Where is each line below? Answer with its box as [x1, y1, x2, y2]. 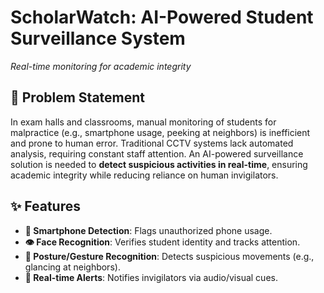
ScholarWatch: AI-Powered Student [10, 6, 314, 29]
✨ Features [10, 198, 81, 215]
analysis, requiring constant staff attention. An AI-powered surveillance [10, 147, 304, 160]
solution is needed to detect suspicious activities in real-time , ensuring [10, 158, 308, 170]
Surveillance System [10, 27, 186, 50]
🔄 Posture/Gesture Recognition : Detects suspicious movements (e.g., [24, 250, 315, 262]
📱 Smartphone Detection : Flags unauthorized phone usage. [24, 224, 273, 236]
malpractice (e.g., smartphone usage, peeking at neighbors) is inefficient [10, 126, 311, 138]
